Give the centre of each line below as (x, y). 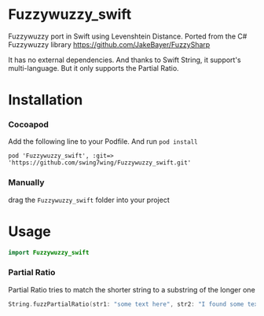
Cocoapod (29, 125)
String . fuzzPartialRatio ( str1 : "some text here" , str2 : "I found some (126, 304)
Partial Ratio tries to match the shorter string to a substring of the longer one (132, 289)
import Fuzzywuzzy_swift (49, 252)
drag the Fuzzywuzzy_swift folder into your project (89, 200)
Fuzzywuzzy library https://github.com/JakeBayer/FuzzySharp (109, 44)
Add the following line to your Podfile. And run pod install (103, 141)
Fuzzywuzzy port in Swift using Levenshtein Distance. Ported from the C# (128, 36)
